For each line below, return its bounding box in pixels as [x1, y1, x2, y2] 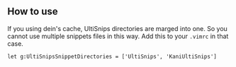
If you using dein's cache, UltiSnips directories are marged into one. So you [7, 24, 228, 32]
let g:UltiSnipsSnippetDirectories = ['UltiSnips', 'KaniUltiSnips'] [7, 53, 218, 60]
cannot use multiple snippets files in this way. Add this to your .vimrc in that [7, 32, 229, 40]
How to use [7, 6, 58, 18]
